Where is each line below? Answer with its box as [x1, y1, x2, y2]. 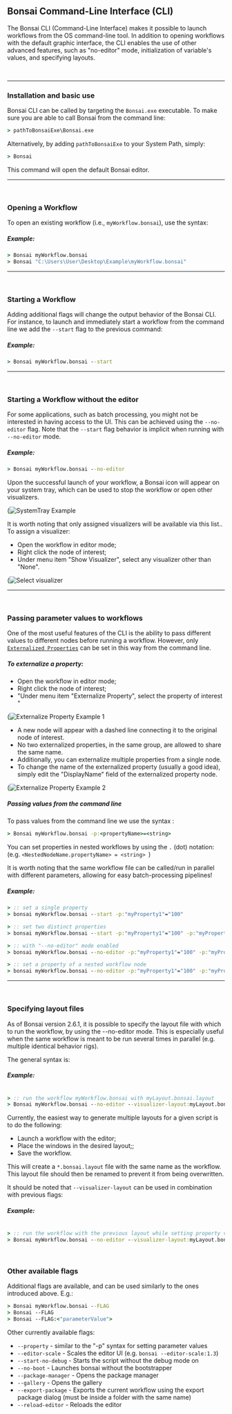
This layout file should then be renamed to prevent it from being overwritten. [7, 1170, 224, 1178]
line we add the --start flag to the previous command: [7, 325, 163, 333]
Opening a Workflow [7, 202, 78, 212]
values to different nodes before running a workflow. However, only [7, 637, 199, 645]
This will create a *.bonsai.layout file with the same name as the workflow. [7, 1163, 222, 1171]
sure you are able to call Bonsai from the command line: [7, 114, 166, 122]
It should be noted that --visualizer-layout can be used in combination [7, 1183, 213, 1192]
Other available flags [7, 1266, 79, 1275]
